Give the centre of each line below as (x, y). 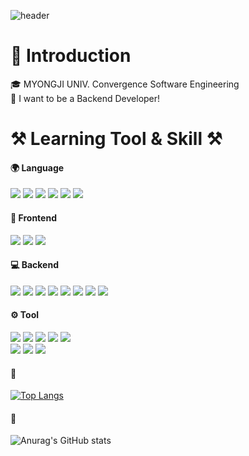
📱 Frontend (33, 217)
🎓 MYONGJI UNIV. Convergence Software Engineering (125, 84)
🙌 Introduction (71, 56)
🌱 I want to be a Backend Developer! (85, 98)
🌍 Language (37, 167)
